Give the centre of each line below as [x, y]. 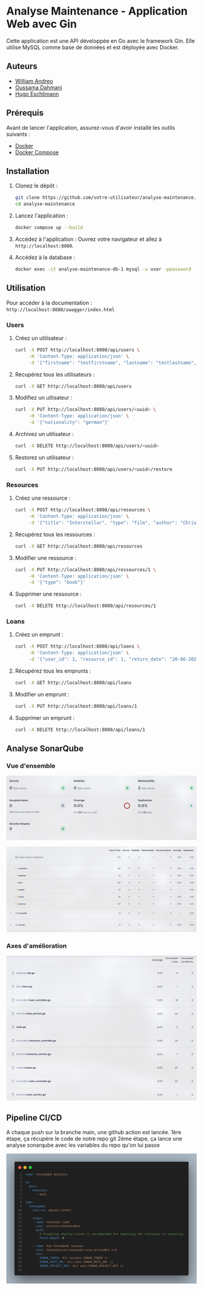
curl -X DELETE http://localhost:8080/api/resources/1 [85, 606]
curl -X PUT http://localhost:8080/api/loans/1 [76, 706]
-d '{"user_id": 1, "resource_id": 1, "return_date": [98, 659]
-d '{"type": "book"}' [57, 583]
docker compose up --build [49, 228]
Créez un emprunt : [39, 634]
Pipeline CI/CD [34, 1117]
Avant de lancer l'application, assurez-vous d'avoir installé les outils [91, 127]
